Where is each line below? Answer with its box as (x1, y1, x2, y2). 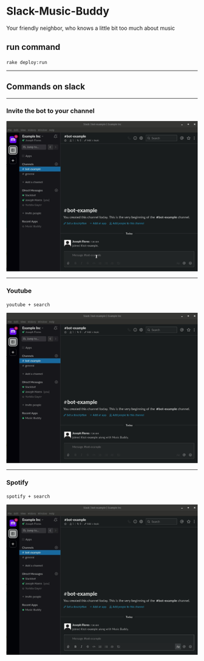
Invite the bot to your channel (6, 107, 95, 115)
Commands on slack (6, 82, 86, 92)
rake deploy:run (6, 59, 47, 65)
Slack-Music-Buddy (6, 4, 110, 18)
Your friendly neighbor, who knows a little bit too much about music (6, 24, 175, 32)
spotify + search (6, 493, 50, 500)
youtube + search (6, 301, 50, 308)
